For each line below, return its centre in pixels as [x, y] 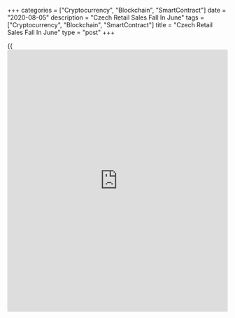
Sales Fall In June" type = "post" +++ [61, 32]
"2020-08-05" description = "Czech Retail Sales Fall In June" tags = [106, 17]
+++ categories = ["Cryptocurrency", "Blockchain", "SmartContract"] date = [117, 10]
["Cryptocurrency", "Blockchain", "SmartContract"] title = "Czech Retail [110, 25]
